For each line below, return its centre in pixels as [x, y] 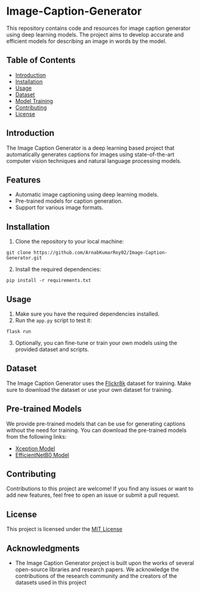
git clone [19, 253]
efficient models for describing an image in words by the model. [87, 41]
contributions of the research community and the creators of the [96, 576]
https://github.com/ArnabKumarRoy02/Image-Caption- [100, 253]
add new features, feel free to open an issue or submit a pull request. [93, 495]
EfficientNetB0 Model [42, 455]
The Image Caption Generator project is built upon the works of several [104, 563]
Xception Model [35, 448]
